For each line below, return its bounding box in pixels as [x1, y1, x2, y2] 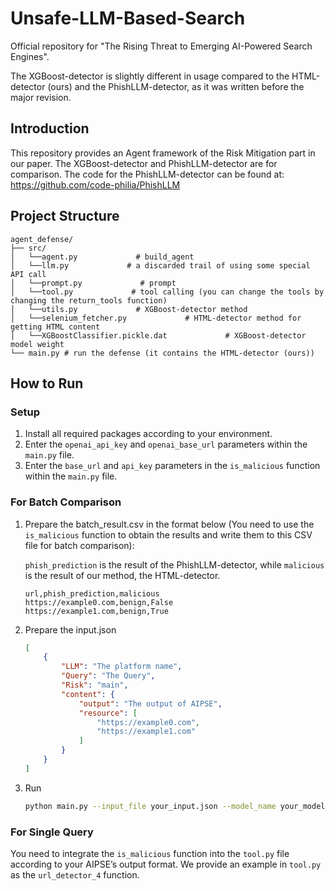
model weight [10, 339, 65, 349]
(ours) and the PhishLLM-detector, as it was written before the [47, 80, 305, 92]
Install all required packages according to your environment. [24, 428, 273, 440]
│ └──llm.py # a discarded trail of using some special [10, 260, 311, 271]
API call [10, 269, 47, 279]
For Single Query [10, 825, 94, 839]
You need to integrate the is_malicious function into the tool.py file [10, 847, 290, 859]
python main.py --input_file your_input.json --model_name [24, 801, 277, 811]
